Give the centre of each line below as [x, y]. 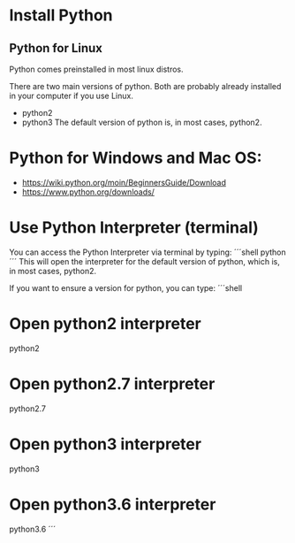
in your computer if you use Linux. [72, 96]
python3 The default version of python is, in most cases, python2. [142, 122]
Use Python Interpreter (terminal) [134, 228]
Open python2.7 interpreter [112, 384]
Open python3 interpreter [105, 444]
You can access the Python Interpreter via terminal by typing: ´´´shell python [148, 252]
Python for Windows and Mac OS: [136, 158]
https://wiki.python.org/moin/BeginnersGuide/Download [124, 182]
